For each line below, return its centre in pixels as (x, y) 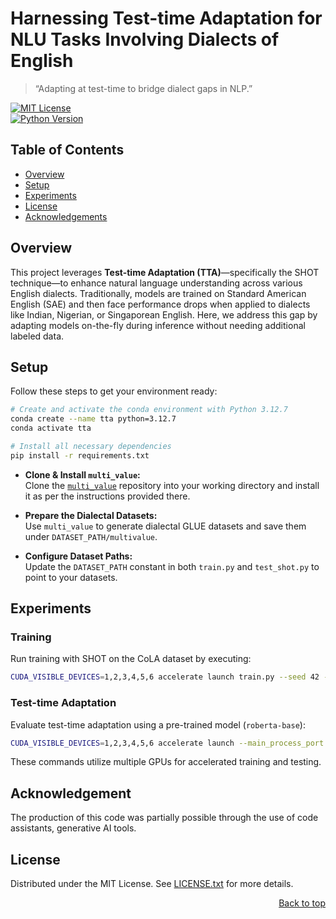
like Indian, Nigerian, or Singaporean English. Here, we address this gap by (164, 314)
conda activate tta (51, 428)
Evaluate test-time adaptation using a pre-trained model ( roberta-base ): (158, 724)
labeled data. (37, 336)
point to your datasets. (71, 577)
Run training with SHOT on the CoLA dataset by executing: (131, 659)
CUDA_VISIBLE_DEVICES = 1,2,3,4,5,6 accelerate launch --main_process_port (167, 743)
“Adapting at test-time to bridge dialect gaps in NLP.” (143, 88)
